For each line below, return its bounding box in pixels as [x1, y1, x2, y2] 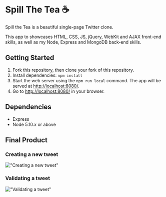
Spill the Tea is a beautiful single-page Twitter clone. [5, 24, 113, 30]
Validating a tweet [5, 175, 50, 182]
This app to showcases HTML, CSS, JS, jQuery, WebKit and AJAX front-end [5, 34, 161, 40]
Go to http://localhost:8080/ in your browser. [12, 88, 105, 94]
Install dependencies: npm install [12, 72, 82, 78]
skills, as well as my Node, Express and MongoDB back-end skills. [5, 39, 141, 45]
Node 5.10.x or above [12, 121, 56, 127]
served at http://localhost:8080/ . [12, 83, 79, 89]
